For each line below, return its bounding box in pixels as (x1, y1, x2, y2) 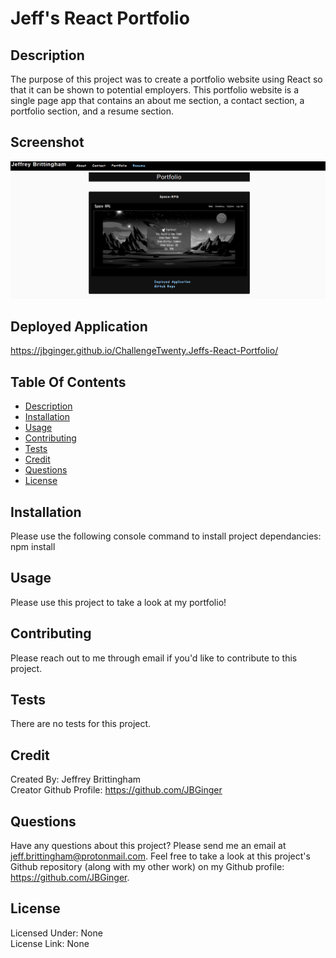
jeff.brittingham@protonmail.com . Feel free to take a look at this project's (10, 850, 311, 862)
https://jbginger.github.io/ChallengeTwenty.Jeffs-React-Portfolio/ (10, 345, 279, 357)
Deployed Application (10, 318, 148, 335)
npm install (10, 540, 56, 552)
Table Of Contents (10, 373, 127, 391)
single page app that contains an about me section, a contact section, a (10, 95, 305, 106)
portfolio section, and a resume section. (10, 105, 175, 117)
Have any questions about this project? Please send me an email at (10, 840, 287, 852)
